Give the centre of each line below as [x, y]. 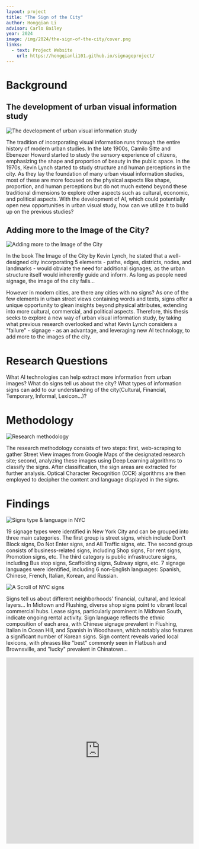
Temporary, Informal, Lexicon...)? [46, 396]
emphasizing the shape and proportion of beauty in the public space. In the [98, 161]
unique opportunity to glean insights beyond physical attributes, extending [97, 305]
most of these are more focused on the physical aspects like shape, [89, 180]
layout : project [26, 12]
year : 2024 [20, 34]
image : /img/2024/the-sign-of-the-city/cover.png [69, 39]
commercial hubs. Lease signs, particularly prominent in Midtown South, [94, 612]
